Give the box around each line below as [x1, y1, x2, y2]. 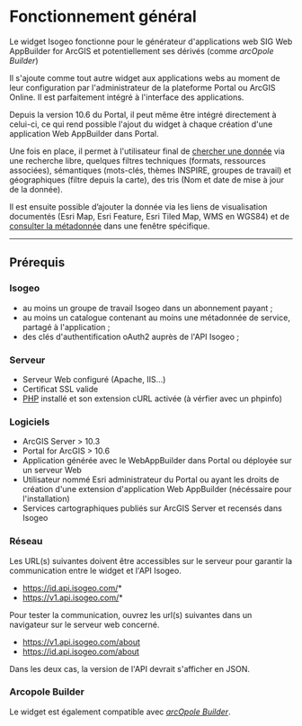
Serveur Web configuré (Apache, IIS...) [22, 373, 166, 384]
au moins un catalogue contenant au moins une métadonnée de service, [22, 312, 290, 323]
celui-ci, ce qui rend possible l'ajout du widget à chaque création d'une [9, 119, 273, 130]
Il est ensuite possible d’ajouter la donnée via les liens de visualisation [9, 201, 268, 212]
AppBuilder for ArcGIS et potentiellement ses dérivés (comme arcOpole [9, 45, 274, 56]
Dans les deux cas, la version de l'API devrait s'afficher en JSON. [9, 663, 250, 674]
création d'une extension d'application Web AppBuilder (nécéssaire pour [22, 484, 292, 495]
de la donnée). [9, 184, 63, 194]
